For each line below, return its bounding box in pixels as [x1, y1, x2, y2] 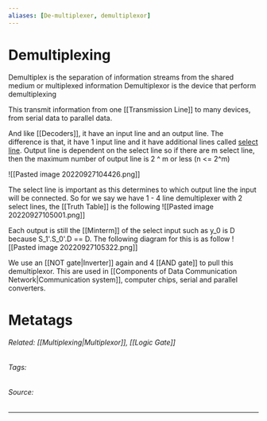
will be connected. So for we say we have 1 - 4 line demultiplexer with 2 [8, 193, 242, 203]
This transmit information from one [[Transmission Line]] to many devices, [8, 104, 251, 114]
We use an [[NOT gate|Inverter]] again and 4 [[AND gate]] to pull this [8, 258, 234, 267]
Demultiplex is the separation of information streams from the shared [8, 72, 234, 82]
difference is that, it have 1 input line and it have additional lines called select [8, 137, 258, 146]
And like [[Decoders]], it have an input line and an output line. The [8, 128, 224, 138]
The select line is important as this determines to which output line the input [8, 185, 257, 194]
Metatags [8, 311, 73, 329]
